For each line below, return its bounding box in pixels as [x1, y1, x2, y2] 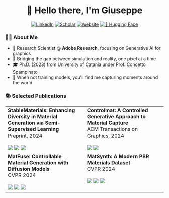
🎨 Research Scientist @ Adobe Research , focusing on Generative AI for [12, 45, 161, 51]
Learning [37, 125, 59, 133]
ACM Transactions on [87, 125, 138, 133]
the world [12, 80, 33, 86]
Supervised [8, 125, 36, 133]
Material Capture [87, 119, 128, 126]
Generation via [8, 119, 44, 126]
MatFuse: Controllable [8, 153, 62, 160]
